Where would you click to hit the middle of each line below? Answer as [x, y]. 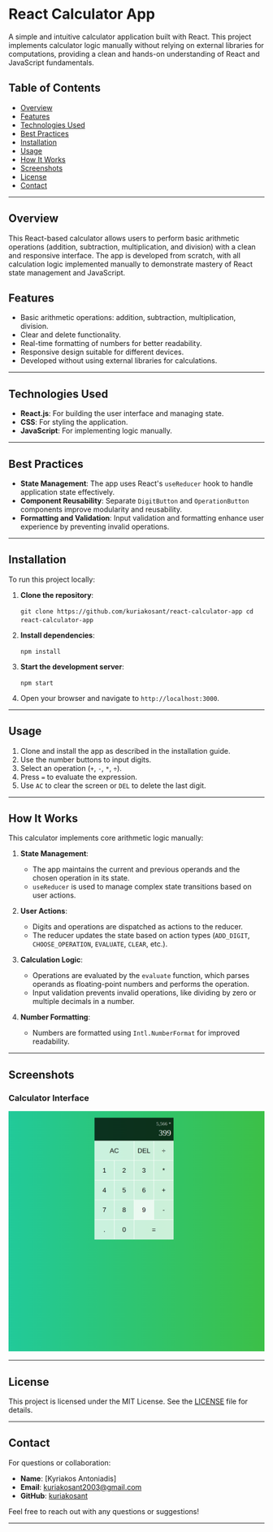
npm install [40, 651]
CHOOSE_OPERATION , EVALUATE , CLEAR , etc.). [100, 944]
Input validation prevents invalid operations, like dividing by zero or [144, 993]
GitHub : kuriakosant [54, 1495]
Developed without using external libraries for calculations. [119, 361]
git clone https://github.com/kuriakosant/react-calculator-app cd [136, 611]
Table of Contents [55, 88]
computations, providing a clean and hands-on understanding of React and [134, 54]
